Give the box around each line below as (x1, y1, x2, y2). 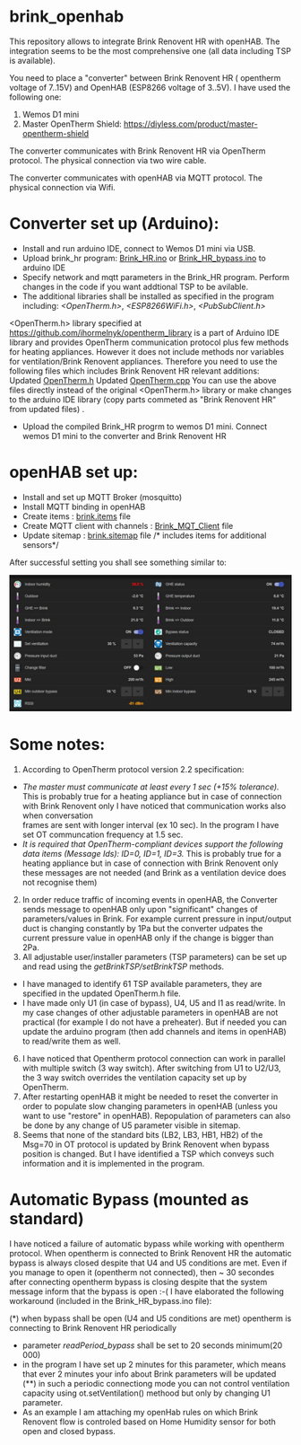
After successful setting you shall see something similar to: (9, 557, 227, 568)
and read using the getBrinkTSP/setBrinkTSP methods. (21, 961, 225, 972)
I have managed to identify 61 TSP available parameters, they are (21, 978, 262, 989)
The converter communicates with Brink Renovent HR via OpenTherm (9, 145, 266, 156)
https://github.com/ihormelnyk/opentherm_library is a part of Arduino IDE (9, 327, 280, 338)
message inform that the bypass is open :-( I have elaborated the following (9, 1286, 285, 1297)
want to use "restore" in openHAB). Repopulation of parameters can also (21, 1110, 291, 1121)
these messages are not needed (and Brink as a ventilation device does (21, 867, 287, 877)
